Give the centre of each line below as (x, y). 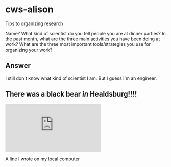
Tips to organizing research (34, 23)
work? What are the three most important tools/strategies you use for (78, 44)
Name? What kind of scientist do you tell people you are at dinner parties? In (86, 33)
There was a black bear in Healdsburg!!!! (71, 94)
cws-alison (29, 9)
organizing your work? (29, 50)
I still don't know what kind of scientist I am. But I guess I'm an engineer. (81, 78)
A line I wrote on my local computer (43, 159)
